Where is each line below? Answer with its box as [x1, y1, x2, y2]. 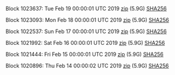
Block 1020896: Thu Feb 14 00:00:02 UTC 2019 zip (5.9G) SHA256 [5, 62, 170, 69]
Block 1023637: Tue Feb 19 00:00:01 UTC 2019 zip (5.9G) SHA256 [5, 5, 167, 12]
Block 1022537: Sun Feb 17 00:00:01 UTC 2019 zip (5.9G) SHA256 [5, 28, 167, 35]
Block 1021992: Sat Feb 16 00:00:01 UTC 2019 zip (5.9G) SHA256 [5, 40, 166, 46]
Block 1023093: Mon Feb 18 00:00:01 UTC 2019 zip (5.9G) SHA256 [5, 17, 170, 23]
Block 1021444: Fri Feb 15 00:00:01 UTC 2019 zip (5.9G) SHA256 [5, 51, 164, 58]
